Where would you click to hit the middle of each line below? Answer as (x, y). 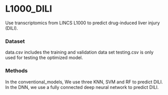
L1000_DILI (29, 9)
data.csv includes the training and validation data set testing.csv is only (79, 52)
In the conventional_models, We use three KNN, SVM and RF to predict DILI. (84, 82)
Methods (16, 71)
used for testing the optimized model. (44, 58)
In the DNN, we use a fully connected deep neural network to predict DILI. (82, 87)
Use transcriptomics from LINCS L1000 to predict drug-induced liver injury (82, 23)
